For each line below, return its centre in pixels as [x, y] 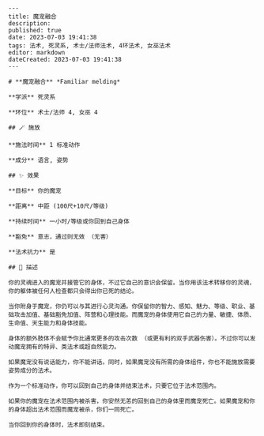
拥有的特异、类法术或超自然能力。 [73, 347]
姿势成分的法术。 [32, 370]
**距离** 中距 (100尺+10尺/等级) [58, 206]
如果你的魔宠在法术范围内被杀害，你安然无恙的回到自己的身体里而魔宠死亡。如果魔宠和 [129, 401]
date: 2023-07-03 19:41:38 [53, 37]
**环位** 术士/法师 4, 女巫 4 [53, 112]
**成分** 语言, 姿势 [38, 160]
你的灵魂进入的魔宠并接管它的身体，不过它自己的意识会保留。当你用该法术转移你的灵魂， [132, 283]
